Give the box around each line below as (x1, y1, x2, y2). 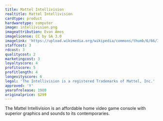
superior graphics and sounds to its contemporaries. (5, 110, 110, 116)
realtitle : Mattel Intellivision (5, 12, 73, 16)
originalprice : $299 (5, 92, 47, 97)
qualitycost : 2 (5, 52, 36, 57)
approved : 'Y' (5, 83, 34, 88)
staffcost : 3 (5, 43, 32, 48)
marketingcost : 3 (5, 56, 40, 61)
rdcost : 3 (5, 47, 25, 52)
